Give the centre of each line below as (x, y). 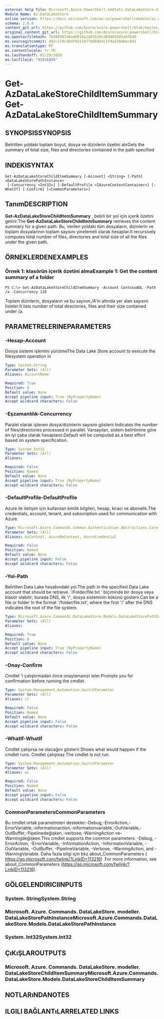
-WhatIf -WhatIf (24, 738)
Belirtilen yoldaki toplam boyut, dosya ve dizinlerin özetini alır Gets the (75, 145)
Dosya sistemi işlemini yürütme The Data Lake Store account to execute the (80, 351)
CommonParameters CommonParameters (55, 812)
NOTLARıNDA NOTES (37, 995)
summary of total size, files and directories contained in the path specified (80, 150)
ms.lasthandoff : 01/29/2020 (34, 55)
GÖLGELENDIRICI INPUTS (44, 885)
